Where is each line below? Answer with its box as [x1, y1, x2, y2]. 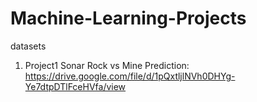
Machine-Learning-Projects [10, 7, 247, 30]
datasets [10, 40, 47, 52]
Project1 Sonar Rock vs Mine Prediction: [24, 59, 190, 71]
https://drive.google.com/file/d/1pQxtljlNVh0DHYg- [24, 70, 236, 82]
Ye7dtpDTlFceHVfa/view [24, 80, 127, 92]
